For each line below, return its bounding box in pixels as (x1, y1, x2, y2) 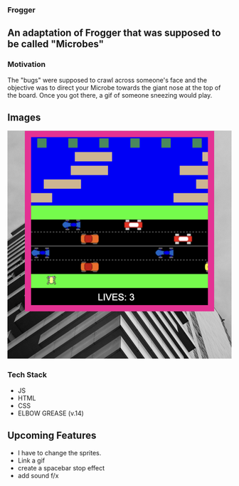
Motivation (7, 59, 46, 69)
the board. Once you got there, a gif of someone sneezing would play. (7, 91, 213, 99)
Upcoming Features (7, 430, 97, 442)
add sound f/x (17, 471, 59, 480)
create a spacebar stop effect (17, 463, 105, 472)
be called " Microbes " (7, 38, 105, 51)
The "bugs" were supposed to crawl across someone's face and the (7, 76, 208, 84)
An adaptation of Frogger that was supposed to (7, 27, 221, 39)
